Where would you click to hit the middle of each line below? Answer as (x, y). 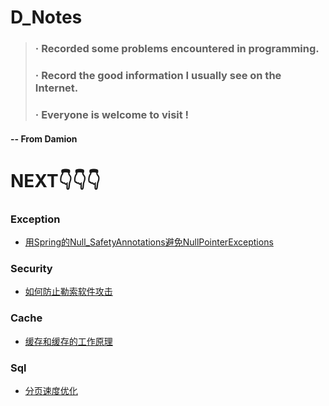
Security (31, 268)
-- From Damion (44, 138)
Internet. (56, 88)
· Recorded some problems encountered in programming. (177, 49)
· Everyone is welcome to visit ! (112, 114)
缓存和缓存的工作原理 (68, 341)
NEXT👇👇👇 (55, 180)
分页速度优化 (51, 390)
